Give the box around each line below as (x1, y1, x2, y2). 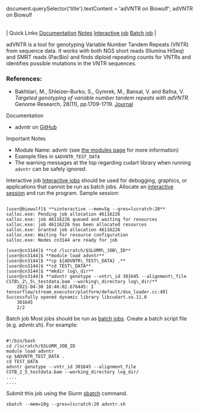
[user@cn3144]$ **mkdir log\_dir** (6, 268, 94, 274)
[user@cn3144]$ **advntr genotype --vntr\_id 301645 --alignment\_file (6, 274, 187, 280)
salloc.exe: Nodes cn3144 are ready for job (6, 237, 118, 244)
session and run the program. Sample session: (6, 190, 120, 197)
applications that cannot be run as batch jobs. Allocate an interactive (6, 183, 174, 190)
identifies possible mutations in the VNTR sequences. (6, 60, 137, 67)
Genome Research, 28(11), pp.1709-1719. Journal (14, 101, 133, 108)
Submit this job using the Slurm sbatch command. (6, 390, 128, 397)
